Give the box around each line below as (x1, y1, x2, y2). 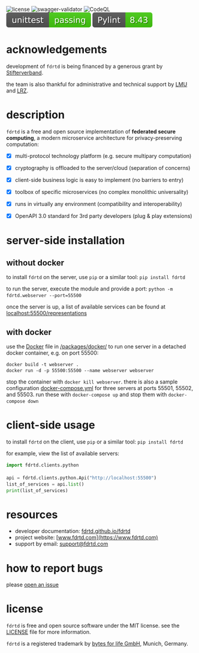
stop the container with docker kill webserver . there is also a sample (6, 378, 178, 385)
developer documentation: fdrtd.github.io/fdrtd (14, 528, 131, 535)
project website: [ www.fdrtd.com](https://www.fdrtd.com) (14, 534, 158, 541)
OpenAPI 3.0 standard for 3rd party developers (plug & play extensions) (14, 212, 193, 220)
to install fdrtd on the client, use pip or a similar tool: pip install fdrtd (6, 438, 183, 445)
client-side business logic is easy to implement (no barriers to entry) (14, 176, 184, 183)
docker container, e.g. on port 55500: (6, 349, 99, 357)
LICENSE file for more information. (6, 628, 91, 636)
